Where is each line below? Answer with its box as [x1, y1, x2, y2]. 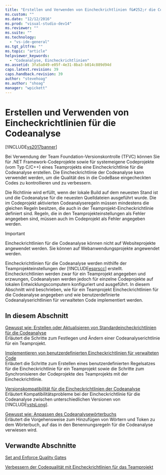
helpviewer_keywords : [5, 53, 50, 58]
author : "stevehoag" [5, 76, 48, 81]
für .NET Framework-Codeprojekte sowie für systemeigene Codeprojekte [5, 159, 155, 165]
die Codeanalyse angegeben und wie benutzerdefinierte [5, 292, 120, 298]
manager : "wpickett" [5, 85, 48, 91]
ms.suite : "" [5, 30, 32, 35]
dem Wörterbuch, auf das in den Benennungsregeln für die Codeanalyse [5, 422, 153, 428]
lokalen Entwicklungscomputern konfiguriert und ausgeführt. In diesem [5, 282, 150, 287]
